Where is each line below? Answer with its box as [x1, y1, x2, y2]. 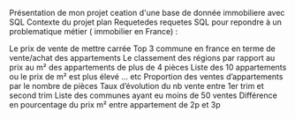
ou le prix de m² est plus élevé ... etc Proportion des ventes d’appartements [9, 71, 284, 82]
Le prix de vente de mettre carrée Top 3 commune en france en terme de [9, 43, 276, 54]
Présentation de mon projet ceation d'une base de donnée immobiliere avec [9, 8, 285, 18]
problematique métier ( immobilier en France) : [9, 26, 178, 36]
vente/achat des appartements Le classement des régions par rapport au [9, 53, 276, 63]
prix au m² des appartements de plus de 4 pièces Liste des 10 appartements [9, 62, 287, 72]
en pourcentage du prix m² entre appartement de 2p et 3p [9, 100, 221, 109]
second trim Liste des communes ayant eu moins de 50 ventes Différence [9, 90, 278, 100]
